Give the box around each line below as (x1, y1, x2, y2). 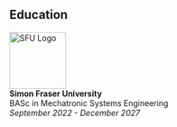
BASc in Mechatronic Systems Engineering (9, 97, 169, 108)
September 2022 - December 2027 (9, 107, 141, 118)
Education (9, 7, 69, 23)
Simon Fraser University (9, 88, 102, 99)
